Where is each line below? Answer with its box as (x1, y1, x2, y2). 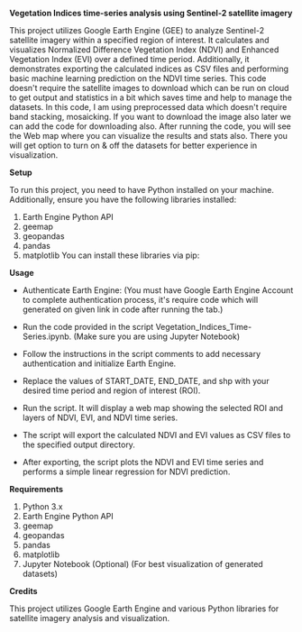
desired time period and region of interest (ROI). (22, 385, 201, 396)
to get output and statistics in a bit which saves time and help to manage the (9, 92, 293, 103)
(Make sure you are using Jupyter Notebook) (73, 331, 241, 342)
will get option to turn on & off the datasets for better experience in (9, 140, 258, 151)
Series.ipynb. (22, 331, 72, 342)
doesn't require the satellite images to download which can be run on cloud (9, 83, 289, 93)
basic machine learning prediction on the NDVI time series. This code (9, 73, 267, 84)
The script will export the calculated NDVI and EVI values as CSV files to (22, 430, 291, 440)
